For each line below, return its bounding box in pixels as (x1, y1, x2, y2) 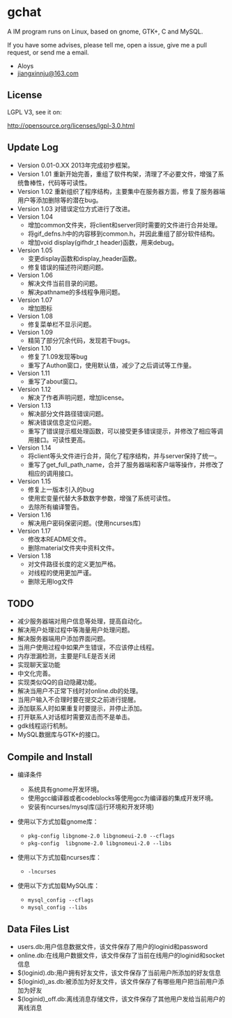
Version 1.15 (17, 477, 52, 485)
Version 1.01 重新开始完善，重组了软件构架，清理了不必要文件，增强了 (17, 169, 218, 178)
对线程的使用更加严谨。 (27, 568, 95, 577)
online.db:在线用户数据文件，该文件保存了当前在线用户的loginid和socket (17, 951, 225, 959)
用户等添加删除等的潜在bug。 (17, 196, 102, 204)
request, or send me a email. (7, 48, 89, 56)
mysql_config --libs (27, 904, 88, 911)
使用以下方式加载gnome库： (17, 817, 99, 826)
